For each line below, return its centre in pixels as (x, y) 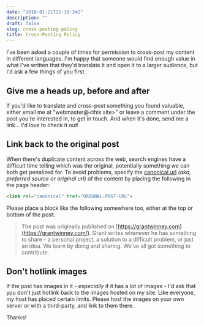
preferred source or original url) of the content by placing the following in (99, 179)
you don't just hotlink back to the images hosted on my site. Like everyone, (101, 293)
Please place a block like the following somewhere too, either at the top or (100, 208)
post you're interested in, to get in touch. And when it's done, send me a (97, 118)
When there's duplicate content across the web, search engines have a (96, 159)
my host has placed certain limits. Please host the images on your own (95, 299)
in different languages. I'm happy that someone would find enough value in (101, 59)
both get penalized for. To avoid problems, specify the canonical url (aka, (99, 172)
